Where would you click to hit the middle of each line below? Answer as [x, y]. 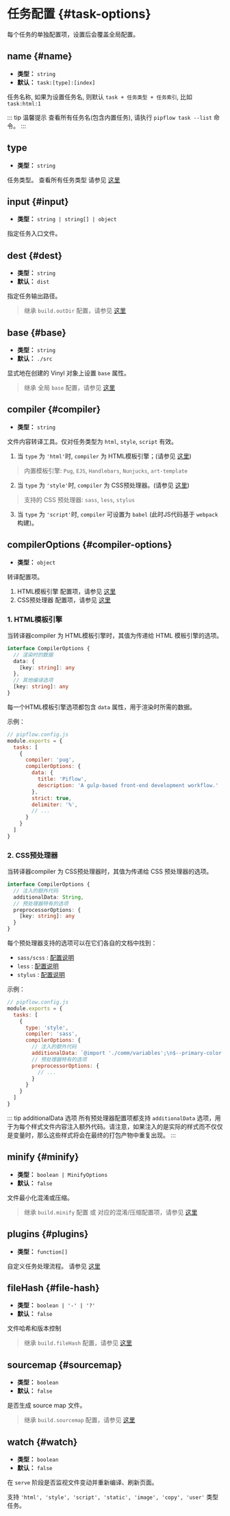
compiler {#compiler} [54, 409]
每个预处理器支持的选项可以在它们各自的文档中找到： [82, 943]
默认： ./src [35, 358]
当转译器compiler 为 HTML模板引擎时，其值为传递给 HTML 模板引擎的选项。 [115, 635]
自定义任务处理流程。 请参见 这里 [54, 1266]
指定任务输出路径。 [34, 296]
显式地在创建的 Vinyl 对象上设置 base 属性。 [68, 373]
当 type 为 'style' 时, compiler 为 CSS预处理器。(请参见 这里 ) [103, 485]
